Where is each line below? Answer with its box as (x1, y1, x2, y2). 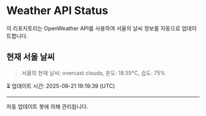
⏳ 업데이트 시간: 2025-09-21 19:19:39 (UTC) (6, 82, 115, 89)
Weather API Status (6, 4, 109, 18)
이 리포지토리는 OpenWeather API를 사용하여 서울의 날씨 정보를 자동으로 (6, 24, 181, 32)
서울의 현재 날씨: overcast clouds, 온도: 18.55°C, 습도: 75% (21, 69, 166, 76)
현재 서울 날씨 (6, 52, 55, 62)
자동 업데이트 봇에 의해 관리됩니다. (6, 103, 88, 110)
